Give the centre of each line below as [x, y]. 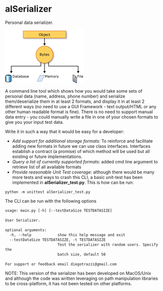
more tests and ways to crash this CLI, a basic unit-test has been [77, 177]
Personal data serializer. [29, 22]
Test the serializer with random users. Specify [108, 245]
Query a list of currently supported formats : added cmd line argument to [85, 161]
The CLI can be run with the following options [51, 201]
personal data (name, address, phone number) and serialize [65, 96]
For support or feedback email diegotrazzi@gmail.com [61, 264]
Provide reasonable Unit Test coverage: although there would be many [83, 172]
